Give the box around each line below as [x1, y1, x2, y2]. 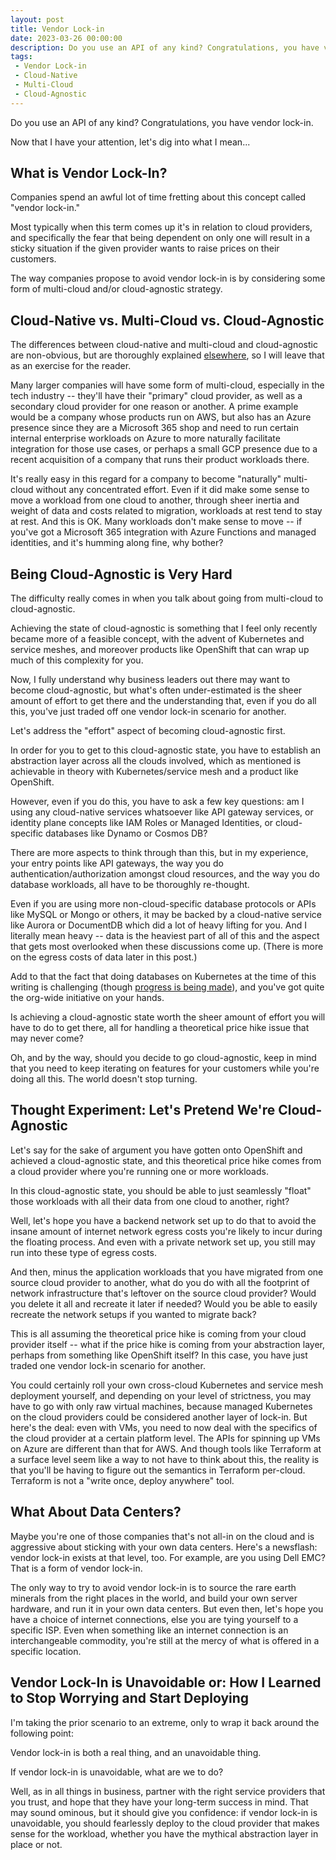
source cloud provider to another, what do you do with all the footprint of [10, 1276, 310, 1288]
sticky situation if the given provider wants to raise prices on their [10, 242, 280, 255]
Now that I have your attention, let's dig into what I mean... [10, 136, 251, 148]
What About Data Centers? [10, 1504, 182, 1521]
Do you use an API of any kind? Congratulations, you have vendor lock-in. [10, 116, 314, 128]
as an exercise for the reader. [10, 360, 132, 372]
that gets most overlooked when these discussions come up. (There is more [10, 941, 324, 953]
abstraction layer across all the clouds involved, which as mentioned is [10, 755, 302, 767]
